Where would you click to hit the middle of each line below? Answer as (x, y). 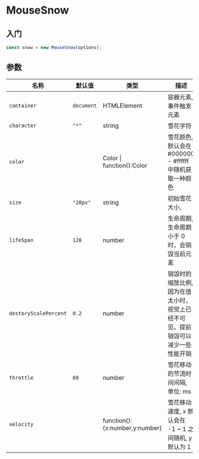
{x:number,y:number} (132, 428)
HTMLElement (123, 105)
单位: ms (179, 391)
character (23, 125)
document (85, 105)
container (23, 105)
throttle (21, 377)
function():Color (125, 165)
